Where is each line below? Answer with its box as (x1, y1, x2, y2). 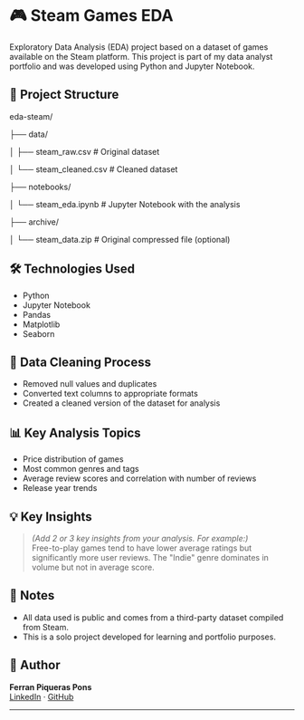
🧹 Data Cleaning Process (9, 354, 152, 370)
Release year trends (22, 483, 98, 494)
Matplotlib (22, 319, 61, 330)
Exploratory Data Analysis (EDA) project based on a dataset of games (9, 41, 269, 53)
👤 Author (9, 658, 61, 673)
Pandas (22, 309, 52, 320)
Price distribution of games (22, 454, 124, 465)
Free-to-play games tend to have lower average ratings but (31, 542, 252, 553)
